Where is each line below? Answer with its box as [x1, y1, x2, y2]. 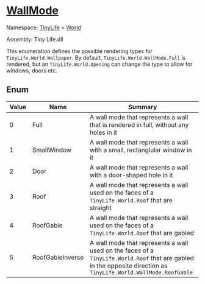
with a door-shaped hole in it [89, 171, 173, 179]
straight [89, 204, 112, 212]
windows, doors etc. [6, 66, 58, 74]
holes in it [89, 128, 118, 137]
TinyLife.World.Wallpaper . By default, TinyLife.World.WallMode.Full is [6, 54, 186, 61]
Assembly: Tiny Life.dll [6, 35, 63, 43]
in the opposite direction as [89, 261, 168, 270]
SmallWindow [32, 146, 72, 154]
